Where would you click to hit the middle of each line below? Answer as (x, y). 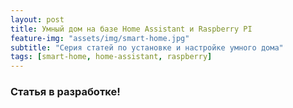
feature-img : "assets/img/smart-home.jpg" (100, 38)
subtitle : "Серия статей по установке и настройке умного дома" (147, 47)
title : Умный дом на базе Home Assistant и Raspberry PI (131, 29)
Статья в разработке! (65, 92)
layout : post (37, 19)
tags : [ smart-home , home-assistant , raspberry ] (111, 57)
